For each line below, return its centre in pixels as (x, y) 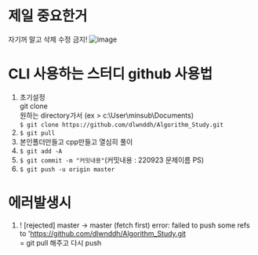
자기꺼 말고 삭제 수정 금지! (48, 39)
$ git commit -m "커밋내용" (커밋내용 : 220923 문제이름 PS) (112, 160)
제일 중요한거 (48, 16)
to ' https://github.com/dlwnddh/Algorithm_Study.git (103, 233)
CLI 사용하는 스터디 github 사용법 (111, 74)
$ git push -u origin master (67, 169)
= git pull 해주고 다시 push (60, 242)
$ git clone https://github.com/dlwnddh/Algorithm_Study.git (122, 125)
